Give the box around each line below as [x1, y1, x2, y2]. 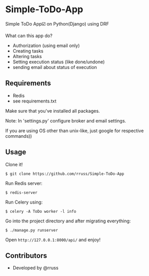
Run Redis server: [5, 180, 42, 186]
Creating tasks [12, 47, 43, 54]
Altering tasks [12, 53, 42, 59]
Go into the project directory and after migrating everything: [5, 218, 131, 224]
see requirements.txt [12, 98, 57, 104]
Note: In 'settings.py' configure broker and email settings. [5, 117, 127, 123]
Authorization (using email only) [12, 42, 80, 48]
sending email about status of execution [12, 64, 97, 70]
